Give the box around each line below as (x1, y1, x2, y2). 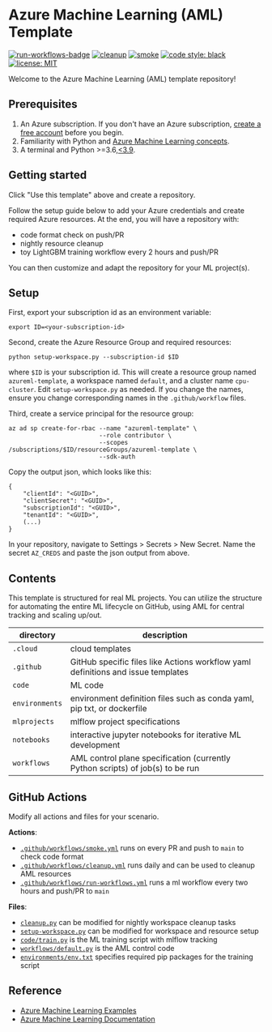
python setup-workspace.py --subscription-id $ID (8, 353, 180, 361)
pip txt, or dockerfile (70, 703, 147, 714)
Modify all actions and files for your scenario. (8, 812, 159, 821)
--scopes (98, 439, 129, 447)
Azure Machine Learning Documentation (19, 1014, 155, 1024)
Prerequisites (8, 97, 78, 111)
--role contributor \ (98, 432, 172, 440)
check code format (19, 852, 84, 861)
